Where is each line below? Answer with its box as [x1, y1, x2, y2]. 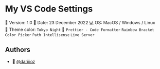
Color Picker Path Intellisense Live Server [5, 32, 95, 37]
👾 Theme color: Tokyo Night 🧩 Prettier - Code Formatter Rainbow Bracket [5, 27, 155, 32]
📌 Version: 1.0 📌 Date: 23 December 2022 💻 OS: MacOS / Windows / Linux [5, 19, 156, 25]
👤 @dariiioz [12, 58, 36, 64]
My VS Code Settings [5, 3, 93, 14]
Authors [5, 46, 31, 54]
